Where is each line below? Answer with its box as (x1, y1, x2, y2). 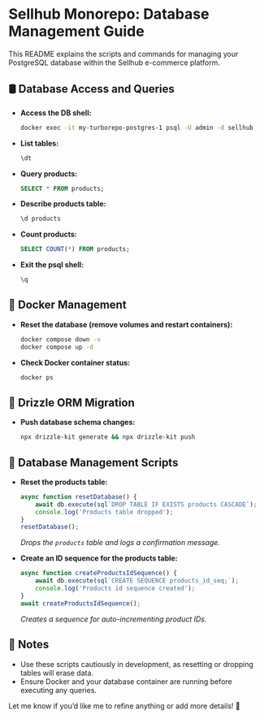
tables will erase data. (19, 668, 94, 678)
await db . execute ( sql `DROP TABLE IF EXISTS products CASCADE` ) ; (35, 500, 258, 509)
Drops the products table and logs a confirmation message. (19, 538, 221, 548)
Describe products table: (19, 199, 107, 209)
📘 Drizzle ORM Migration (8, 396, 136, 409)
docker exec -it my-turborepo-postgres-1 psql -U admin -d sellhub (19, 123, 254, 132)
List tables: (19, 138, 59, 148)
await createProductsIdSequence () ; (19, 599, 141, 608)
